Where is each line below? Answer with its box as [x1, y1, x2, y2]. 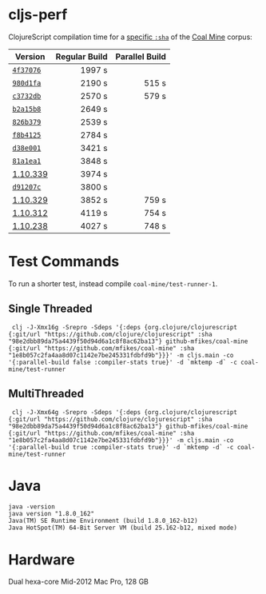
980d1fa [12, 78, 42, 87]
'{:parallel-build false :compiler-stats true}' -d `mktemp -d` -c [8, 358, 238, 366]
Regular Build [55, 50, 108, 62]
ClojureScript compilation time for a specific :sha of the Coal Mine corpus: [8, 32, 253, 42]
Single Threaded [8, 302, 93, 316]
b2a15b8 [12, 104, 42, 114]
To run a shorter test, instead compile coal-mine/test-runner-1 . [8, 278, 218, 289]
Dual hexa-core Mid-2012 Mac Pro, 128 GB [8, 577, 149, 587]
